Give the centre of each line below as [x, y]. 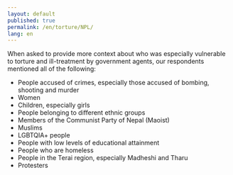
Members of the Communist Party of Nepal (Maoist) [94, 120]
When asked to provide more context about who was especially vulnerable [116, 54]
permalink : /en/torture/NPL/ [50, 27]
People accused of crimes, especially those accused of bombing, [113, 83]
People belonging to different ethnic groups [81, 113]
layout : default [31, 14]
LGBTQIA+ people [44, 135]
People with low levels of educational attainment [88, 143]
